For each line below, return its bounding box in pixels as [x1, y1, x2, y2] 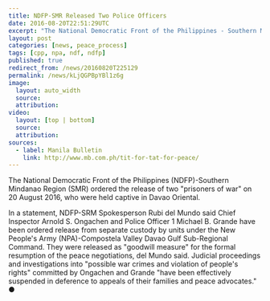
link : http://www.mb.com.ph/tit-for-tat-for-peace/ [22, 153, 199, 161]
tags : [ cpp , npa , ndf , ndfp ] [8, 49, 106, 57]
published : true [8, 57, 63, 65]
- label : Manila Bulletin [15, 146, 103, 154]
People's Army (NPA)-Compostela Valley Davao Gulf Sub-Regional [8, 234, 229, 243]
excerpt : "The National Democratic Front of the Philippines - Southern [8, 26, 257, 35]
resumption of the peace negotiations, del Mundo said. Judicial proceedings [8, 250, 261, 261]
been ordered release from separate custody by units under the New [8, 226, 235, 235]
